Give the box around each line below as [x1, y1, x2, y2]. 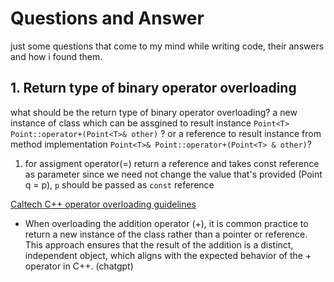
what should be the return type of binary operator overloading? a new [10, 106, 298, 118]
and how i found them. [10, 50, 103, 62]
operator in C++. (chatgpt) [24, 260, 134, 272]
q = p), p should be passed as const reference [24, 178, 215, 191]
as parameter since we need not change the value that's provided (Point [24, 168, 323, 180]
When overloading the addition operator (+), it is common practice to [24, 217, 309, 229]
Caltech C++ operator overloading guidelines [10, 198, 197, 210]
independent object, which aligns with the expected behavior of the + [24, 249, 312, 261]
